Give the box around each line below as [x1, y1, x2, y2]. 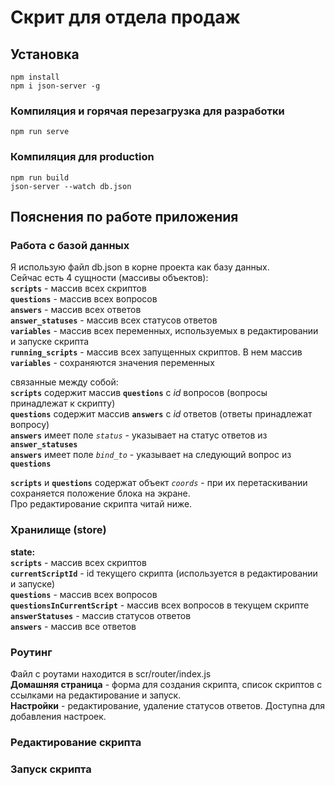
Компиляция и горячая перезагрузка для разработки [10, 104, 285, 118]
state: [10, 546, 36, 558]
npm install [10, 72, 60, 82]
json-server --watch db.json [10, 181, 132, 191]
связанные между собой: [10, 376, 119, 388]
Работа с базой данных [10, 238, 130, 252]
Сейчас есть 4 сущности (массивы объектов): [10, 272, 209, 284]
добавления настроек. [10, 710, 107, 722]
